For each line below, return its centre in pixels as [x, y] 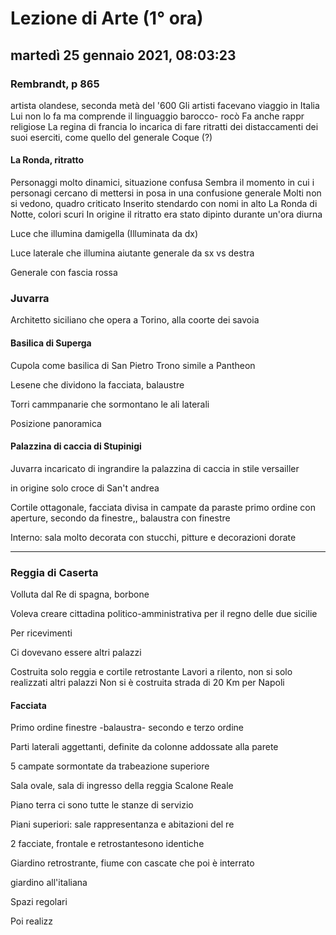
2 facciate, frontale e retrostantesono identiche [107, 844]
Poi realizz [32, 921]
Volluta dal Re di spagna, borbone [80, 594]
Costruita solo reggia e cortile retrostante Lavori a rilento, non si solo [151, 672]
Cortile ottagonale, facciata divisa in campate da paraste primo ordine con [163, 507]
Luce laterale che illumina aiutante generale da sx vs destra [132, 253]
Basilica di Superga [51, 343]
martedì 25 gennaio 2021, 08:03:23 [123, 55]
